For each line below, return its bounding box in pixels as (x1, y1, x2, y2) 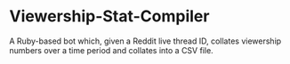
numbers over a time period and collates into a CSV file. (9, 44, 213, 55)
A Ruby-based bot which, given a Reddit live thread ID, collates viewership (9, 36, 282, 46)
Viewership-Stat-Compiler (9, 6, 210, 27)
